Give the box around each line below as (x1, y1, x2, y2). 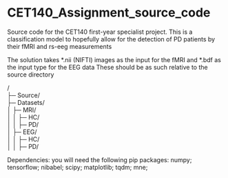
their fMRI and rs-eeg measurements (7, 42, 112, 50)
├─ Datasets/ (7, 98, 45, 106)
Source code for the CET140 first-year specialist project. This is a (7, 28, 193, 36)
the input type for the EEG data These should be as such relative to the (7, 63, 208, 71)
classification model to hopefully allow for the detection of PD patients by (7, 34, 216, 43)
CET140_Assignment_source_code (7, 5, 211, 21)
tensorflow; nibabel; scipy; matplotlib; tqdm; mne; (7, 163, 148, 171)
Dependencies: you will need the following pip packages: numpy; (7, 155, 192, 164)
